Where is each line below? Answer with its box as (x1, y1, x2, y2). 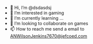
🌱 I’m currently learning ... (10, 15, 64, 21)
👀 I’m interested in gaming (10, 10, 64, 16)
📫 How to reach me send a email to (10, 26, 84, 32)
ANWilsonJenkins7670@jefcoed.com (10, 33, 87, 39)
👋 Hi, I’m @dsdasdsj (10, 5, 52, 10)
